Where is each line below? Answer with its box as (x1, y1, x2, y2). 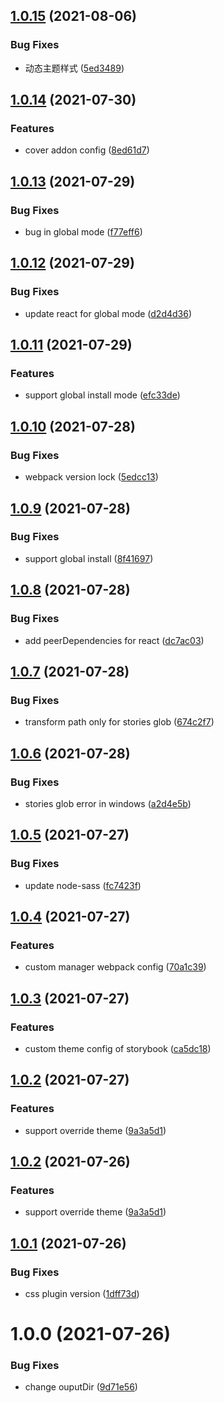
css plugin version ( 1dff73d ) (24, 1288, 140, 1299)
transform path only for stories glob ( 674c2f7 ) (24, 716, 215, 728)
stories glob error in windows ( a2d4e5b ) (24, 797, 192, 809)
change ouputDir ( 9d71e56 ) (24, 1381, 138, 1393)
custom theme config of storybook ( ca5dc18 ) (24, 1042, 212, 1054)
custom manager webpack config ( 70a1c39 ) (24, 961, 207, 973)
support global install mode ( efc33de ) (24, 389, 181, 401)
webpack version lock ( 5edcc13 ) (24, 471, 159, 483)
